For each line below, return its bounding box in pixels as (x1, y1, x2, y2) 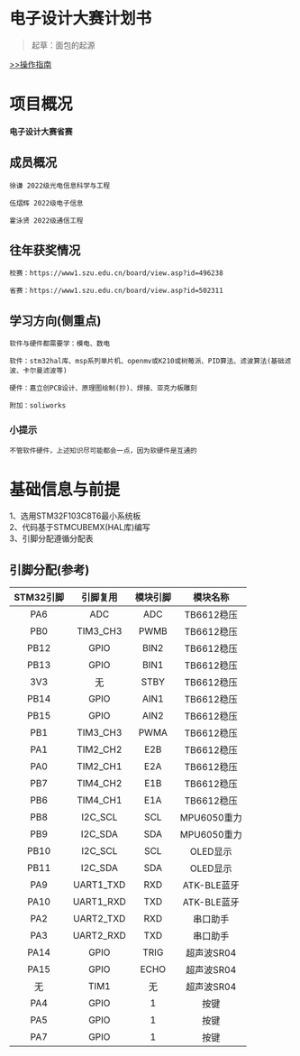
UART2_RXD (72, 930, 126, 942)
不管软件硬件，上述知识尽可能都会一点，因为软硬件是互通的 (9, 446, 197, 455)
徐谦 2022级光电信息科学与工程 (9, 181, 111, 190)
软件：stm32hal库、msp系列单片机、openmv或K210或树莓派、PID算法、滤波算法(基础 (9, 357, 286, 366)
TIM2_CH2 (76, 743, 123, 756)
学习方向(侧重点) (9, 313, 102, 328)
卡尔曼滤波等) (22, 366, 68, 375)
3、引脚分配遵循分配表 (9, 533, 94, 544)
